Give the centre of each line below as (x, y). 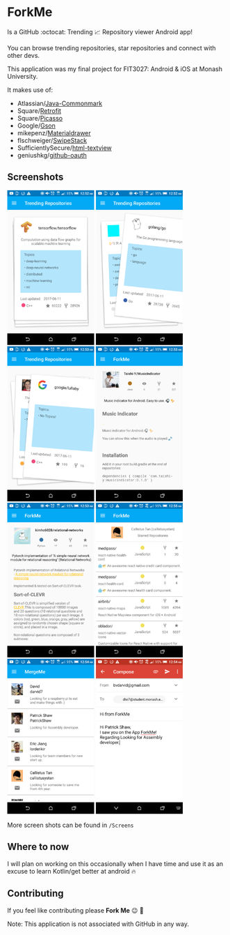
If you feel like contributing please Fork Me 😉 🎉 (75, 910)
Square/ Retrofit (39, 111)
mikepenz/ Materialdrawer (54, 132)
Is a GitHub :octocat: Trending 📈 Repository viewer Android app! (100, 31)
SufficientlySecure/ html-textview (65, 148)
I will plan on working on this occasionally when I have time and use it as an (115, 864)
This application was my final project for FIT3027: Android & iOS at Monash (115, 69)
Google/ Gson (36, 126)
